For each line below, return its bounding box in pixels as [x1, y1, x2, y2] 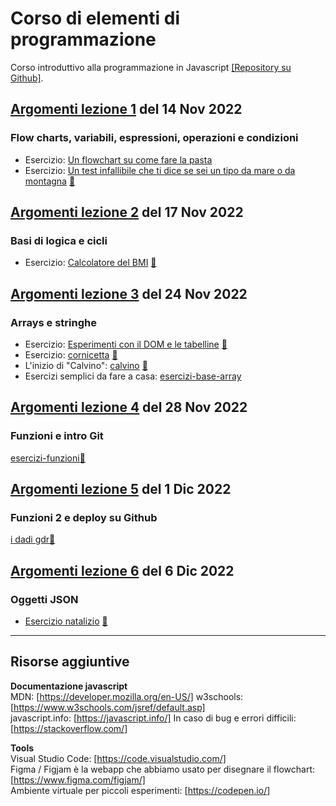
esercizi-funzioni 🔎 [10, 452, 86, 464]
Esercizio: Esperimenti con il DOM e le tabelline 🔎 [24, 338, 228, 350]
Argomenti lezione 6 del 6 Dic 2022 [10, 562, 235, 579]
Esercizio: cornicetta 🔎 [24, 349, 118, 361]
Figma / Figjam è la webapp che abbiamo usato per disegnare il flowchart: [10, 763, 316, 775]
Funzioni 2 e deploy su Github [10, 511, 158, 524]
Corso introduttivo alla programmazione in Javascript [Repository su [10, 61, 292, 73]
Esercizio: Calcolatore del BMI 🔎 [24, 257, 157, 269]
